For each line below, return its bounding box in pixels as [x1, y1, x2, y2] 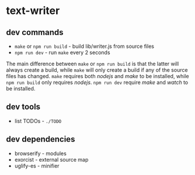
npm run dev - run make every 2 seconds [14, 49, 110, 56]
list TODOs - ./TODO [14, 117, 62, 124]
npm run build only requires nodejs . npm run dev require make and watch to [6, 79, 189, 86]
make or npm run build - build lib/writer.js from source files [14, 43, 155, 50]
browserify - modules [14, 150, 67, 157]
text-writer [6, 4, 60, 17]
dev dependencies [6, 134, 75, 144]
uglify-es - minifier [14, 162, 60, 169]
